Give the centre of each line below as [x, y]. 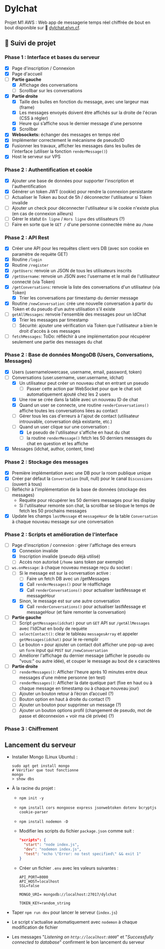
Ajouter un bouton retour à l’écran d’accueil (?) [66, 694]
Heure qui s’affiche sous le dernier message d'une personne [81, 123]
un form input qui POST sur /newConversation [63, 650]
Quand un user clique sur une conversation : [64, 426]
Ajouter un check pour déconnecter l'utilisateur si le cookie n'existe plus [85, 208]
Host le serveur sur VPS [36, 157]
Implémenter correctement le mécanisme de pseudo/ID [68, 140]
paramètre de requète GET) [40, 254]
